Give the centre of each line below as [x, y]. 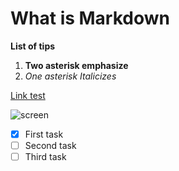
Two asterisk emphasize [76, 65]
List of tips [33, 46]
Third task [45, 157]
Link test [28, 95]
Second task [50, 145]
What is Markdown [90, 18]
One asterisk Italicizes [70, 76]
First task [44, 134]
